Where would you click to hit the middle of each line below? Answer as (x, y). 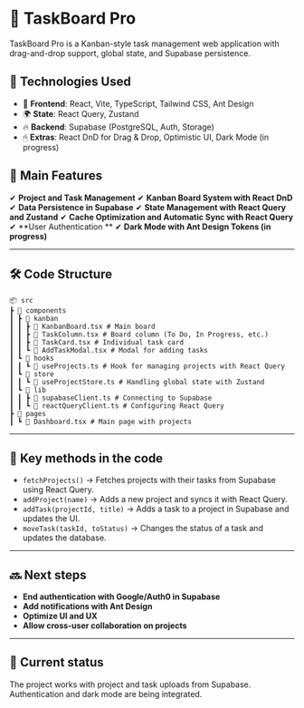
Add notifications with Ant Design (87, 606)
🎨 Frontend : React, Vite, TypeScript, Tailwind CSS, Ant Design (138, 103)
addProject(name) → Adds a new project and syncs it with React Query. (155, 499)
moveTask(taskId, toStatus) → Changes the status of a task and (143, 529)
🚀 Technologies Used (70, 82)
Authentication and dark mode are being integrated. (106, 693)
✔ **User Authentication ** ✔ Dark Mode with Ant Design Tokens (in (140, 227)
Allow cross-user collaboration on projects (104, 626)
